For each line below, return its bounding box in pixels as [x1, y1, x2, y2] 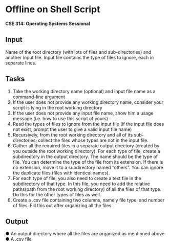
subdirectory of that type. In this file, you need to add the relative [12, 181, 150, 187]
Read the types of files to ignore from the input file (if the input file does [12, 121, 164, 127]
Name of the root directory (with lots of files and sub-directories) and [5, 49, 152, 55]
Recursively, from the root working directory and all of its [12, 131, 133, 138]
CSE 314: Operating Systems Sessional [5, 20, 91, 27]
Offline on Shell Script [5, 4, 100, 15]
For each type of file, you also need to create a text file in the [12, 175, 142, 181]
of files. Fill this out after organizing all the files [12, 202, 112, 208]
